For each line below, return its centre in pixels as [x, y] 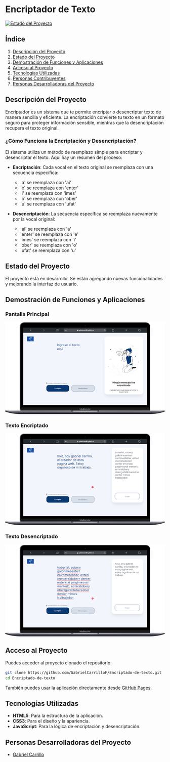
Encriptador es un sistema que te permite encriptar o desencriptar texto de [83, 112]
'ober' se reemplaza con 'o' [49, 245]
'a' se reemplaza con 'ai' [46, 182]
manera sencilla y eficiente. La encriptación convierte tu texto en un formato [85, 117]
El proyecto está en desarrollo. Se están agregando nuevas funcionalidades [84, 278]
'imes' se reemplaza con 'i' [48, 239]
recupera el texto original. [32, 128]
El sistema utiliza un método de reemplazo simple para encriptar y [74, 152]
